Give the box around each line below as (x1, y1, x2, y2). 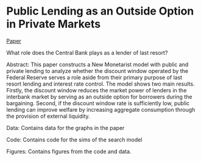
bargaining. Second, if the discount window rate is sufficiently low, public (6, 99, 190, 107)
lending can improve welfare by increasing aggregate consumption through (6, 106, 196, 113)
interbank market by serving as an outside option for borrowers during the (6, 93, 192, 100)
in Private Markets (6, 17, 101, 31)
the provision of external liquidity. (6, 112, 90, 120)
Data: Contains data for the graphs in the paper (6, 124, 125, 131)
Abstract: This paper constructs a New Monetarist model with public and (6, 61, 189, 68)
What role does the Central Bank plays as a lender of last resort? (6, 49, 168, 56)
